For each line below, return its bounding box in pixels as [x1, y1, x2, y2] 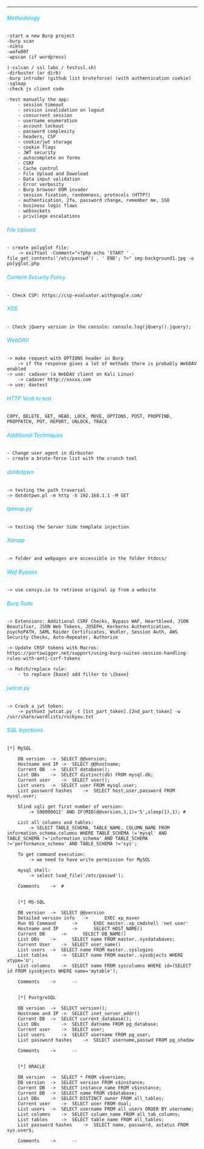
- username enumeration [18, 118, 78, 124]
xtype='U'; [7, 957, 35, 963]
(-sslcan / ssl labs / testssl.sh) [7, 65, 97, 71]
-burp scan [7, 38, 35, 44]
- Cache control [18, 166, 59, 172]
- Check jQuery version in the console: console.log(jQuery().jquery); [7, 324, 191, 330]
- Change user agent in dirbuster [7, 450, 94, 457]
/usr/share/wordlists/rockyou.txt [7, 714, 94, 720]
